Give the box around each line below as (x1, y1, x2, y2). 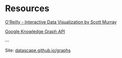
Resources (5, 3, 50, 14)
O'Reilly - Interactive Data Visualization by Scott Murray (5, 19, 117, 25)
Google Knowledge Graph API (5, 28, 65, 34)
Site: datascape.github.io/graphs (5, 47, 71, 53)
